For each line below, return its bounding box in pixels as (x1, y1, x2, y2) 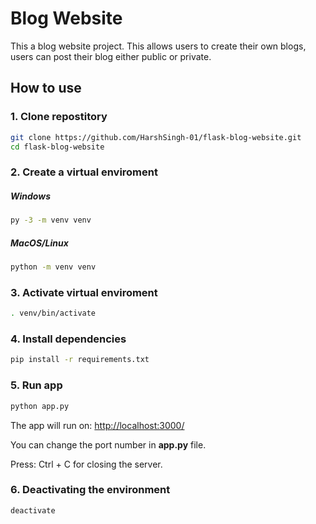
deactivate (10, 505, 56, 516)
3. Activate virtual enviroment (10, 285, 158, 299)
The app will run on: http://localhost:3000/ (10, 419, 185, 431)
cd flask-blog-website (10, 142, 105, 152)
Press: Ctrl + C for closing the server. (10, 458, 163, 470)
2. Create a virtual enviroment (10, 165, 158, 179)
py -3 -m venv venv (10, 215, 92, 226)
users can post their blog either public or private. (10, 50, 212, 62)
